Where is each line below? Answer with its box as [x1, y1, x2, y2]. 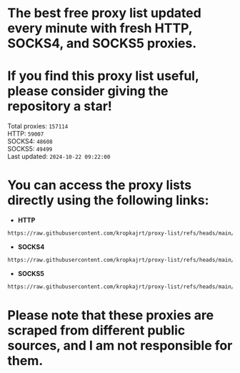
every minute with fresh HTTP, [7, 20, 193, 36]
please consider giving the [7, 83, 169, 99]
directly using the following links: [7, 193, 209, 208]
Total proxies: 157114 [7, 122, 69, 131]
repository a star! [7, 98, 113, 115]
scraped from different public [7, 322, 186, 338]
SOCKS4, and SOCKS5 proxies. [7, 36, 197, 51]
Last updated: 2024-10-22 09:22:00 [7, 152, 111, 161]
